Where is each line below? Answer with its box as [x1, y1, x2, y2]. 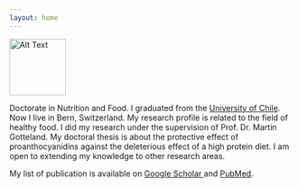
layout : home [9, 13, 59, 23]
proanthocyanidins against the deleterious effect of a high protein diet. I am [9, 141, 290, 152]
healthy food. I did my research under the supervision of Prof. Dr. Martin [9, 121, 277, 132]
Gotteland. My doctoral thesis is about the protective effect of [9, 131, 239, 142]
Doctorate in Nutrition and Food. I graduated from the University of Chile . [9, 102, 281, 113]
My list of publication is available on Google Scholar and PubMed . [9, 168, 255, 179]
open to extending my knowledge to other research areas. [9, 150, 226, 161]
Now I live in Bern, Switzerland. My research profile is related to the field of [9, 112, 289, 123]
